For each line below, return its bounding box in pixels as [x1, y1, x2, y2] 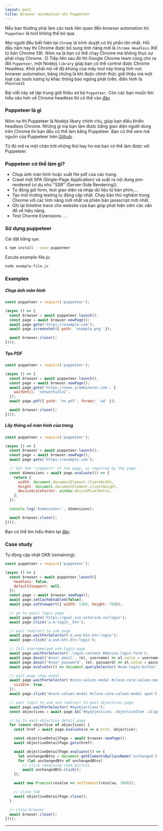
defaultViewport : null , [14, 583, 62, 589]
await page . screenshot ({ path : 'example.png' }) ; [9, 327, 112, 331]
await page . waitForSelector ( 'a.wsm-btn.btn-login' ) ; [9, 633, 118, 638]
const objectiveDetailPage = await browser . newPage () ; [14, 736, 127, 741]
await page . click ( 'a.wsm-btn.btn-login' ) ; [9, 638, 97, 642]
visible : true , [14, 682, 45, 687]
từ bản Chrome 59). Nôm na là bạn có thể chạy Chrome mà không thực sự [5, 50, 153, 56]
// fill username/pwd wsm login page [9, 646, 86, 651]
